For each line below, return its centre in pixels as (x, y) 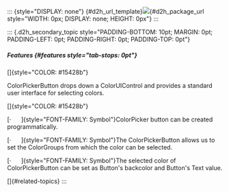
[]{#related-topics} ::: (37, 181)
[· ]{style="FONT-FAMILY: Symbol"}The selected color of (92, 160)
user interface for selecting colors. (56, 93)
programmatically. (32, 126)
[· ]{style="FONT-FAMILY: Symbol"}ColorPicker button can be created (110, 119)
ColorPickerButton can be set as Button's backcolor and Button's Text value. (115, 167)
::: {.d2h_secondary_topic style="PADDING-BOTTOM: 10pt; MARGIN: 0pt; (110, 32)
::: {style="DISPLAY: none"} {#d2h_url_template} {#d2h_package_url (106, 11)
